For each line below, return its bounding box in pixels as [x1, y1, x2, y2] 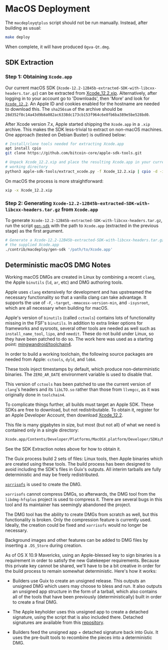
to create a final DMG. [12, 599, 58, 605]
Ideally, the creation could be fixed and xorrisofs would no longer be [5, 522, 148, 528]
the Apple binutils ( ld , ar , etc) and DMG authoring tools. [5, 279, 123, 286]
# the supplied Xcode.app [5, 242, 59, 247]
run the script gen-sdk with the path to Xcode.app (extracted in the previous [5, 223, 159, 229]
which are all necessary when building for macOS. [5, 305, 109, 311]
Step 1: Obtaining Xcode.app [5, 73, 72, 80]
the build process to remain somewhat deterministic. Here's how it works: [5, 568, 157, 574]
